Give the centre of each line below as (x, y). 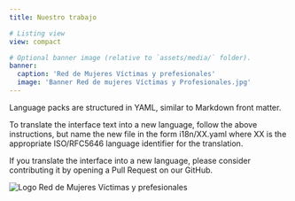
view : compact (35, 42)
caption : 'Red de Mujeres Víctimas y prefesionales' (116, 74)
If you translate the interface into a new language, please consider (130, 160)
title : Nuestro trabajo (53, 17)
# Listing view (37, 33)
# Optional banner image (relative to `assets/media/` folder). (130, 58)
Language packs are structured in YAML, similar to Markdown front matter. (145, 107)
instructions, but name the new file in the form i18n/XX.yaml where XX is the (148, 134)
